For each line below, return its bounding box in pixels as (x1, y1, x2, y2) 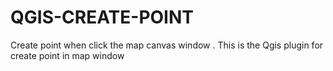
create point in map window (10, 49, 125, 61)
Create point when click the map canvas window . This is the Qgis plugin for (10, 39, 324, 51)
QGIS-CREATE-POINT (10, 6, 194, 29)
